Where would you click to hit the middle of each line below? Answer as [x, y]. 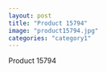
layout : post [30, 16]
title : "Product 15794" [48, 23]
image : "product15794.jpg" [53, 30]
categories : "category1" [50, 38]
